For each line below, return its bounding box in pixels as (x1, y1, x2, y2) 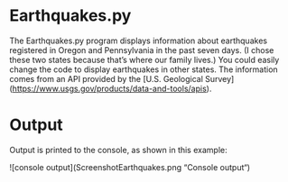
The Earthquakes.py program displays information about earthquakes (9, 35, 268, 46)
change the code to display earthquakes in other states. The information (9, 64, 278, 75)
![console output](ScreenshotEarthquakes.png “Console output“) (9, 161, 251, 172)
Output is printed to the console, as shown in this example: (9, 144, 228, 155)
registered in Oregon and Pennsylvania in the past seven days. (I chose (9, 44, 274, 55)
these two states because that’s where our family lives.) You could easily (9, 54, 280, 65)
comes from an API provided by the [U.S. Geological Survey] (9, 73, 235, 84)
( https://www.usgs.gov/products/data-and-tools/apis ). (9, 83, 212, 94)
